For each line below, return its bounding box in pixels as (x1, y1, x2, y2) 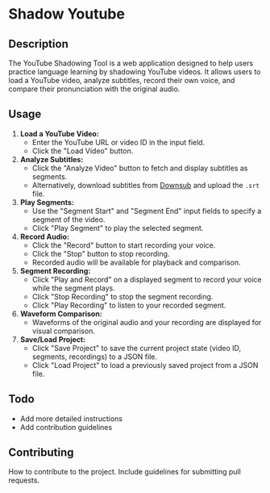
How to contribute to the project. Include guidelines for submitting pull (8, 467, 242, 477)
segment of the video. (31, 215, 106, 224)
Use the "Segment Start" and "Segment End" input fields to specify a (31, 206, 262, 215)
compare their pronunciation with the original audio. (8, 84, 181, 94)
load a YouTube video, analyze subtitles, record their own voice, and (8, 76, 235, 85)
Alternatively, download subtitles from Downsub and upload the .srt (31, 180, 260, 190)
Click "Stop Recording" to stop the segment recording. (31, 291, 214, 301)
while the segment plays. (31, 283, 115, 293)
